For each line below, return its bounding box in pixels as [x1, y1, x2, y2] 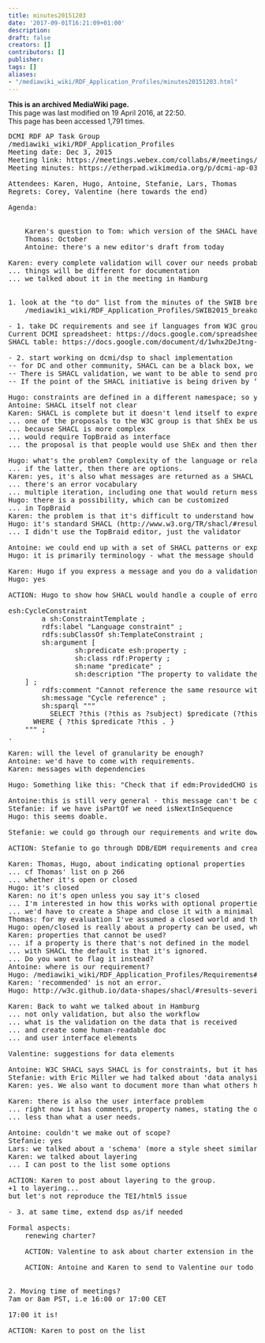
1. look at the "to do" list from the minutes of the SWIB [8, 297, 242, 307]
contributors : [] [8, 48, 65, 56]
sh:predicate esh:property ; [74, 645, 188, 655]
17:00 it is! [8, 1310, 59, 1319]
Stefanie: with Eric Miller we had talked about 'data [8, 1073, 225, 1082]
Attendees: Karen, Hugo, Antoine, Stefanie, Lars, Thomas [8, 179, 237, 188]
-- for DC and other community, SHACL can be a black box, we [8, 361, 254, 370]
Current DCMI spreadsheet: [8, 329, 113, 339]
